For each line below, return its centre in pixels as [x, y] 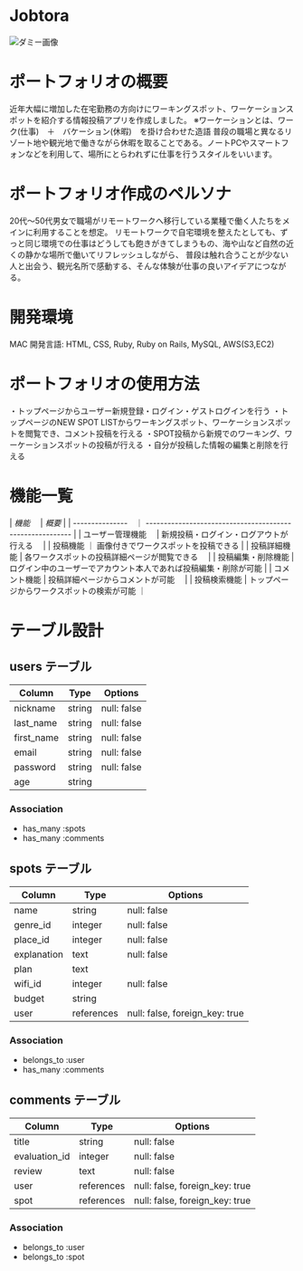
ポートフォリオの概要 [89, 82]
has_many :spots [54, 828]
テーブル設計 [57, 631]
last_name [36, 722]
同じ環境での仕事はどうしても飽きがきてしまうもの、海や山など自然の [156, 243]
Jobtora [39, 16]
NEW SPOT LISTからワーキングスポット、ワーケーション [162, 422]
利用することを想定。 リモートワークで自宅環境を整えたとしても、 [156, 232]
